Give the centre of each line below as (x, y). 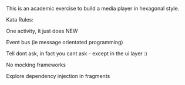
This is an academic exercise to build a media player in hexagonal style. (93, 8)
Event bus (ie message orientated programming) (65, 42)
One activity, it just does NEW (42, 31)
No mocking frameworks (36, 65)
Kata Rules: (20, 20)
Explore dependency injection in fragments (58, 76)
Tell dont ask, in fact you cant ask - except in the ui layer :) (77, 54)
